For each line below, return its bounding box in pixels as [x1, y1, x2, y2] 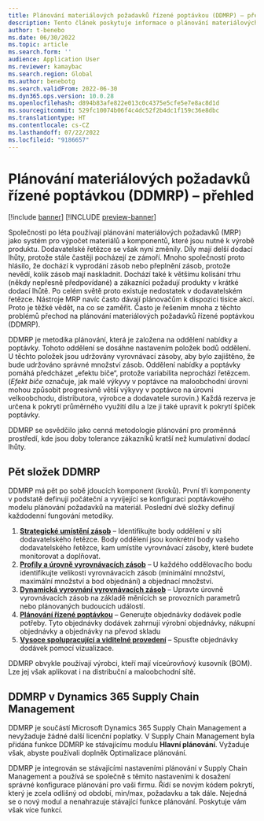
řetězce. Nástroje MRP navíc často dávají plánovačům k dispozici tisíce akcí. [8, 294, 255, 304]
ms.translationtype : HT [8, 114, 86, 122]
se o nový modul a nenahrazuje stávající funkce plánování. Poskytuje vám [8, 797, 247, 807]
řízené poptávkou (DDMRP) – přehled [8, 187, 255, 205]
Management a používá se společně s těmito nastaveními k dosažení [8, 772, 231, 782]
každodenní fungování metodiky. [8, 511, 114, 520]
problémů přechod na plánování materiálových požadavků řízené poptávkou [8, 312, 255, 321]
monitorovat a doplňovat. [19, 552, 101, 561]
